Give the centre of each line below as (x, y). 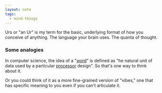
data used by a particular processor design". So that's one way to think (76, 65)
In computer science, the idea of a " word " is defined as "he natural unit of (79, 61)
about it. (13, 71)
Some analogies (24, 50)
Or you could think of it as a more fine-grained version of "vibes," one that (79, 80)
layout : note (18, 9)
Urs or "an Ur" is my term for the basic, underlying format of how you (74, 32)
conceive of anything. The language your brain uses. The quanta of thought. (81, 37)
